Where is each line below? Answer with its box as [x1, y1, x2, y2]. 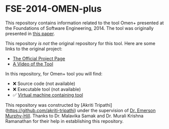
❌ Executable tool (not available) [12, 86, 81, 92]
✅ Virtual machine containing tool [12, 92, 83, 98]
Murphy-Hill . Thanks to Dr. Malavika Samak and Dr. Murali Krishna [5, 112, 144, 119]
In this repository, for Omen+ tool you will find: [5, 70, 103, 76]
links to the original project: [5, 46, 63, 52]
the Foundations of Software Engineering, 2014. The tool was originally [5, 25, 154, 31]
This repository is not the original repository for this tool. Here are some [5, 40, 156, 46]
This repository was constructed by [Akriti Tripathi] [5, 102, 112, 108]
